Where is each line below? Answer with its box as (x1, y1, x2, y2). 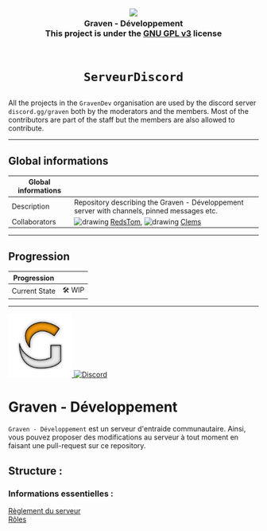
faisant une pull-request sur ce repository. (8, 441, 146, 451)
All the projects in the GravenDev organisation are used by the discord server (8, 98, 257, 107)
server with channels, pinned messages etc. (74, 205, 219, 215)
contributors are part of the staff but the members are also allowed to (8, 115, 235, 125)
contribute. (8, 123, 44, 133)
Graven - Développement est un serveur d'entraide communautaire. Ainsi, (8, 424, 246, 434)
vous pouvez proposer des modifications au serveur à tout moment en (8, 432, 239, 442)
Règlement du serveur (8, 506, 81, 516)
